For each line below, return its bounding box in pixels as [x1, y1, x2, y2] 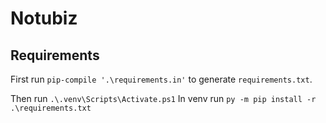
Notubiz [10, 7, 78, 30]
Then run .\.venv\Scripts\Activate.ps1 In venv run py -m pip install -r [10, 93, 317, 104]
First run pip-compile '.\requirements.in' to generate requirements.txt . [10, 73, 313, 85]
